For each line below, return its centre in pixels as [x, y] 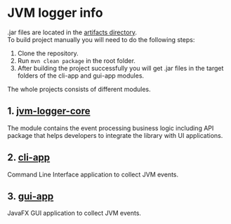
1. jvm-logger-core [49, 111]
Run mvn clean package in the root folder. [76, 60]
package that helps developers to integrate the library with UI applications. [115, 135]
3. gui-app [31, 196]
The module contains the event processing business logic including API [111, 128]
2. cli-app [29, 158]
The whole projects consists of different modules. [79, 89]
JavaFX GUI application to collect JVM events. [74, 213]
